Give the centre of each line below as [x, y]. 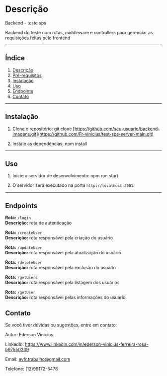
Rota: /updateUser [24, 247]
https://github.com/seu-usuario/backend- [117, 129]
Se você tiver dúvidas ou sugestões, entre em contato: [61, 325]
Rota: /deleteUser [24, 262]
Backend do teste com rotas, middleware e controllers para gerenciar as [79, 32]
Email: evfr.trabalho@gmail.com [38, 359]
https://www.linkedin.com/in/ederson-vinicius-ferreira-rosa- [86, 344]
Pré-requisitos [27, 75]
